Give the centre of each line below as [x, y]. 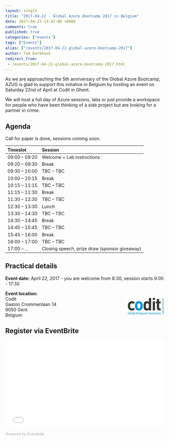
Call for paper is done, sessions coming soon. [53, 139]
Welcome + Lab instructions [71, 157]
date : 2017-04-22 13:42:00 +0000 [40, 21]
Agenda [18, 126]
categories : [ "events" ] [30, 37]
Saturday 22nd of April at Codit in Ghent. [48, 90]
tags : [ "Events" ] [24, 43]
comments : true [21, 27]
